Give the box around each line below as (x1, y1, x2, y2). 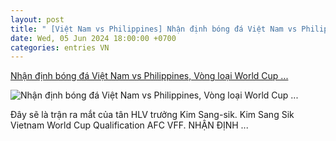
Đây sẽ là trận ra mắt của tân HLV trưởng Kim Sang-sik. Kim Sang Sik (10, 109, 295, 121)
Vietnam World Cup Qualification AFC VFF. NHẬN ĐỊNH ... (10, 119, 249, 131)
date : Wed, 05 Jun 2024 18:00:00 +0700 (10, 33, 177, 43)
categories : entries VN (10, 42, 110, 53)
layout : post (10, 14, 65, 25)
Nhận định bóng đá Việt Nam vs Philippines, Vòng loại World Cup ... (10, 70, 289, 82)
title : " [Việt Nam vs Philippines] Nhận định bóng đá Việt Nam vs (10, 24, 298, 34)
